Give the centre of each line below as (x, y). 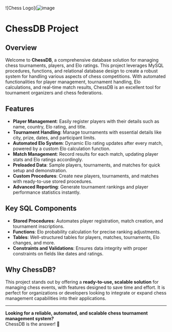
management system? (30, 319)
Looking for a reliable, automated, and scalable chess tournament (77, 313)
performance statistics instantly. (47, 192)
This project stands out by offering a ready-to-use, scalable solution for (82, 282)
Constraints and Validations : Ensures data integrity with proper (80, 248)
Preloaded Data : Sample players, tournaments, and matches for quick (86, 165)
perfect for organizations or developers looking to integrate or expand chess (86, 293)
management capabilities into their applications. (56, 299)
